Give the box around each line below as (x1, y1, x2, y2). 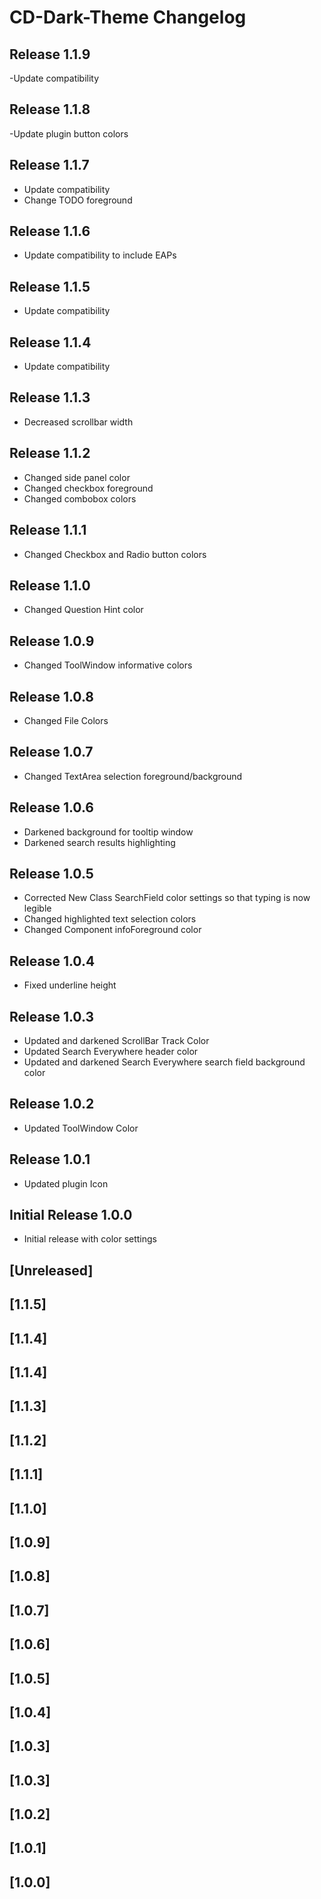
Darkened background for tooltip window (23, 826, 194, 838)
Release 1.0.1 (9, 1151, 91, 1168)
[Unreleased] (9, 1262, 94, 1279)
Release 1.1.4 (9, 334, 92, 351)
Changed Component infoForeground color (23, 924, 202, 936)
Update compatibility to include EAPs (23, 249, 177, 261)
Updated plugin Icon (23, 1177, 109, 1190)
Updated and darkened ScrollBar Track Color (23, 1035, 210, 1046)
